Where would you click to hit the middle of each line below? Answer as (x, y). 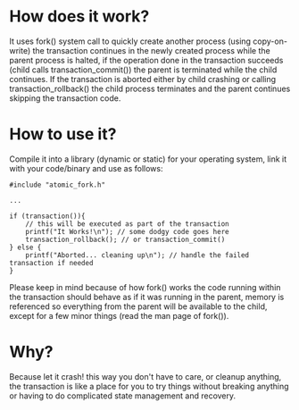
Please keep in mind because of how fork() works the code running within (145, 287)
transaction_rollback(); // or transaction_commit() (125, 239)
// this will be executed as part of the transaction (127, 224)
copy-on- (270, 41)
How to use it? (63, 134)
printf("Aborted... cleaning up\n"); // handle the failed (137, 255)
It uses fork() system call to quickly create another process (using (130, 41)
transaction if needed (51, 263)
